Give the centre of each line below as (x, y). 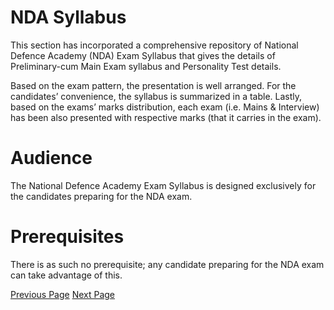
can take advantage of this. (66, 275)
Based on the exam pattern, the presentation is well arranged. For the (153, 85)
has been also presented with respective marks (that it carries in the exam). (166, 117)
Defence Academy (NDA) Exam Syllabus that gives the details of (143, 55)
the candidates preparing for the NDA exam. (101, 196)
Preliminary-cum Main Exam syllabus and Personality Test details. (146, 66)
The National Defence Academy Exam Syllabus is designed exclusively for (163, 185)
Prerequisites (67, 237)
